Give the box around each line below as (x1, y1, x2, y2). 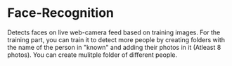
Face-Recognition (7, 5, 115, 21)
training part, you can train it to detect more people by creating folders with (7, 35, 226, 44)
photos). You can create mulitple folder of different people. (7, 51, 178, 59)
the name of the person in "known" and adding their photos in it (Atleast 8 (7, 43, 221, 51)
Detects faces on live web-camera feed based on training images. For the (7, 28, 221, 37)
